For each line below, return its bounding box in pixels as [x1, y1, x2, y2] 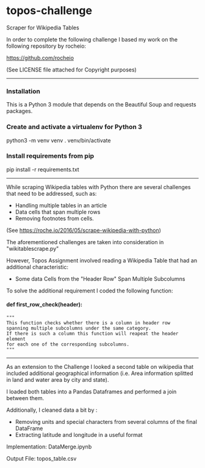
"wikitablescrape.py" [6, 245, 59, 252]
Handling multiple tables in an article [15, 201, 107, 209]
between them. [6, 395, 45, 402]
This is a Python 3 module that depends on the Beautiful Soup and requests [6, 101, 196, 108]
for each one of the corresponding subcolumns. [6, 341, 130, 347]
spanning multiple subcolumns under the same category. [6, 325, 151, 332]
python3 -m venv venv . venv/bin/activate [6, 136, 111, 144]
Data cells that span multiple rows [15, 208, 101, 215]
